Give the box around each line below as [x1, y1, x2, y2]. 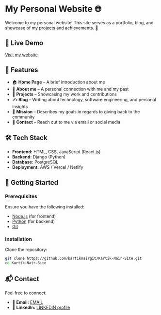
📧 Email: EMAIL [12, 299, 43, 305]
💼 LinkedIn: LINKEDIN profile [12, 304, 70, 310]
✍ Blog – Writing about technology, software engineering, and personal [12, 96, 156, 102]
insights [12, 103, 28, 110]
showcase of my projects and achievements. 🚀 [5, 25, 98, 31]
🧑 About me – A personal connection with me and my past [12, 86, 129, 92]
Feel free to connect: [5, 290, 47, 296]
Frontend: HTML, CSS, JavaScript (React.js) [12, 149, 101, 155]
